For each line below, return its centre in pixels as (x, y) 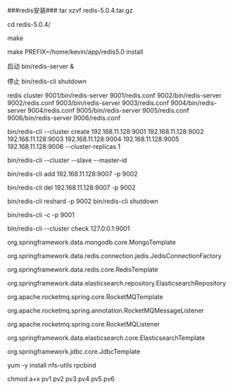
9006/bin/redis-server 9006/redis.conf (64, 118)
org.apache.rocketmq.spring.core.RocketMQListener (84, 324)
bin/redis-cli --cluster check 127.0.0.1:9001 (69, 228)
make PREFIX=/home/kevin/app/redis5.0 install (75, 52)
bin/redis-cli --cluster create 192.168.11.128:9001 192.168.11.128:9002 (106, 132)
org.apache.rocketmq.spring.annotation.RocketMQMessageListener (106, 310)
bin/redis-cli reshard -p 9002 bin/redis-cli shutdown (83, 201)
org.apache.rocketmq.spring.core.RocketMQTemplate (85, 297)
